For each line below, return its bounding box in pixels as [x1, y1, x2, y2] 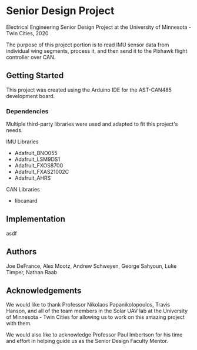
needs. [6, 127, 23, 134]
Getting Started [6, 70, 64, 80]
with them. [6, 320, 32, 327]
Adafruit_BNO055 [14, 150, 58, 157]
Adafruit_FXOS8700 [14, 162, 64, 169]
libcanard [14, 197, 38, 204]
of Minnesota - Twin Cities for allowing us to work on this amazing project [6, 314, 185, 321]
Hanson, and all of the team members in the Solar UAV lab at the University [6, 307, 188, 315]
